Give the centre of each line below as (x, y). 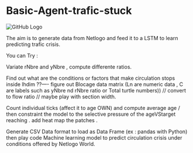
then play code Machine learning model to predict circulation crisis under (94, 137)
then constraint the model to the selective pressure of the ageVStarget (91, 114)
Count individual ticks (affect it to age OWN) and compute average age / (93, 108)
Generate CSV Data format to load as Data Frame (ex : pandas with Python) (97, 131)
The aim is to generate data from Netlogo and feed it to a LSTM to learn (92, 38)
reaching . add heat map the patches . (52, 120)
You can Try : (22, 55)
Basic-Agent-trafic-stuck (69, 11)
